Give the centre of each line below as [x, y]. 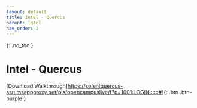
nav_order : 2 [22, 28]
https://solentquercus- [95, 86]
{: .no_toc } [20, 45]
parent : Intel [24, 23]
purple [14, 98]
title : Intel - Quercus [36, 17]
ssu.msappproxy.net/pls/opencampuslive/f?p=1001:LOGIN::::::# [84, 92]
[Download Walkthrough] [37, 86]
